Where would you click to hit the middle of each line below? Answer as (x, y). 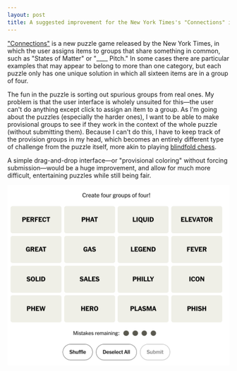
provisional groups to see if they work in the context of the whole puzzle (112, 124)
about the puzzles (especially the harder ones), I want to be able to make (113, 117)
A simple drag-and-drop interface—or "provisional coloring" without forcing (117, 160)
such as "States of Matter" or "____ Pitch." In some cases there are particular (118, 58)
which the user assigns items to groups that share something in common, (114, 51)
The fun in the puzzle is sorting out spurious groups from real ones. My (111, 94)
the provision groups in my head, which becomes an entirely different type (116, 139)
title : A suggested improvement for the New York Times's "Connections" (116, 22)
